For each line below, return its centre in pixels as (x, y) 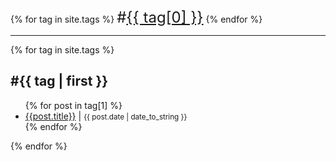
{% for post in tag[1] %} (73, 105)
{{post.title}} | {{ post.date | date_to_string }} (106, 116)
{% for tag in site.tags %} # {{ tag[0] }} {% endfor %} (136, 17)
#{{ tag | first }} (59, 81)
